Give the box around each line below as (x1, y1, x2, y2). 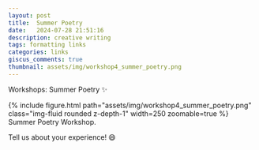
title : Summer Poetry (8, 19, 83, 27)
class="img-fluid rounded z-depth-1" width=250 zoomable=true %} (8, 108, 229, 118)
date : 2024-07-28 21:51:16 (8, 26, 104, 34)
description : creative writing (8, 33, 111, 42)
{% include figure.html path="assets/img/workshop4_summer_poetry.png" (8, 100, 252, 110)
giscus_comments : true (8, 56, 83, 64)
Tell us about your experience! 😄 (8, 132, 116, 142)
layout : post (8, 11, 51, 20)
